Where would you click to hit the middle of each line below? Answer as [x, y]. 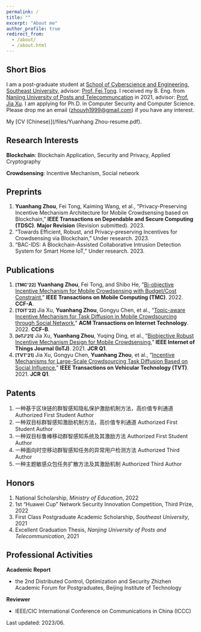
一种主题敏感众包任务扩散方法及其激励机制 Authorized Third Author [98, 463]
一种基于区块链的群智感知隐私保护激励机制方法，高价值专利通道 [94, 408]
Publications [30, 270]
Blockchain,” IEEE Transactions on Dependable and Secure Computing [104, 219]
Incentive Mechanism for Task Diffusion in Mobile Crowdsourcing [96, 317]
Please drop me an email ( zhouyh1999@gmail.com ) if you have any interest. [100, 110]
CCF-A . [24, 304]
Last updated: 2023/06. [36, 622]
